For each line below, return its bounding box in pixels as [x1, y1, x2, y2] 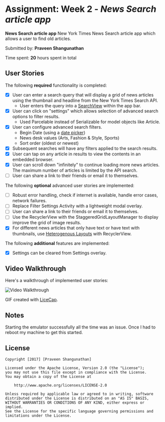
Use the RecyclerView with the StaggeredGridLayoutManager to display [12, 214, 159, 220]
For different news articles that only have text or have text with [12, 225, 140, 231]
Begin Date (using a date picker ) [19, 130, 85, 136]
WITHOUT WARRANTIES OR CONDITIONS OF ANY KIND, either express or [5, 400, 145, 405]
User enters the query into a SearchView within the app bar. [19, 102, 142, 108]
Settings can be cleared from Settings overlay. [12, 250, 107, 256]
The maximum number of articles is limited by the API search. [12, 167, 138, 174]
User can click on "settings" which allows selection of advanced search [12, 108, 159, 114]
